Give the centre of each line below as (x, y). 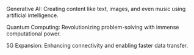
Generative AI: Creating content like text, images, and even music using (96, 9)
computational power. (34, 34)
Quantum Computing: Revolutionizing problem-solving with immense (93, 27)
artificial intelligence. (33, 15)
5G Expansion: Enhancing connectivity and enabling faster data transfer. (97, 46)
